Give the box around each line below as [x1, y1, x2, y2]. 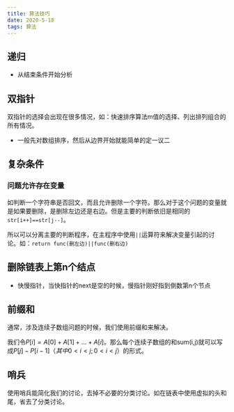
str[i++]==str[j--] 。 [7, 215, 70, 223]
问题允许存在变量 [7, 181, 65, 191]
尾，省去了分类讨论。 [7, 397, 68, 406]
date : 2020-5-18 [7, 17, 54, 24]
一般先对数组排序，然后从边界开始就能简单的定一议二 [17, 136, 171, 144]
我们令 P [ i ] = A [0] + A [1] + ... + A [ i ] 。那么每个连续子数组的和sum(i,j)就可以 [7, 338, 217, 347]
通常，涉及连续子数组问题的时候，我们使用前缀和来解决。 [7, 323, 172, 331]
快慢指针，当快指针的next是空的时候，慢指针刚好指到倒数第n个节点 [17, 281, 211, 290]
